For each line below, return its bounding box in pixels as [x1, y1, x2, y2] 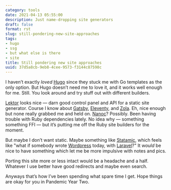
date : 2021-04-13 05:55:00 [5, 12, 63, 17]
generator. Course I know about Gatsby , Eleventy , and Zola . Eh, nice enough [5, 105, 166, 111]
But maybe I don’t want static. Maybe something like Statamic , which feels [5, 137, 162, 143]
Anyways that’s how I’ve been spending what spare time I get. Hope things [5, 173, 163, 180]
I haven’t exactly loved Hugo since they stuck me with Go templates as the [5, 79, 162, 85]
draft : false [5, 22, 33, 27]
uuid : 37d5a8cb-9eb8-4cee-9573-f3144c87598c [5, 65, 102, 70]
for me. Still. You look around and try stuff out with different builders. [5, 90, 150, 96]
